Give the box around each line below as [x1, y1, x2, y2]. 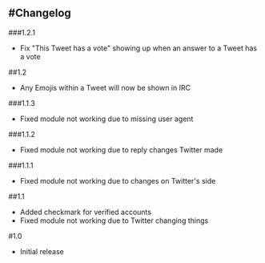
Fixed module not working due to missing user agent [19, 114, 194, 123]
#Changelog [8, 6, 72, 20]
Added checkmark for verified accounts [19, 207, 152, 216]
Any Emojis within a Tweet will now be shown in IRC [19, 83, 191, 92]
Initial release [19, 246, 64, 256]
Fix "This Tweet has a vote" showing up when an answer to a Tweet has [19, 43, 258, 53]
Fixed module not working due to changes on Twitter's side [19, 176, 216, 185]
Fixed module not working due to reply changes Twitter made [19, 144, 223, 155]
